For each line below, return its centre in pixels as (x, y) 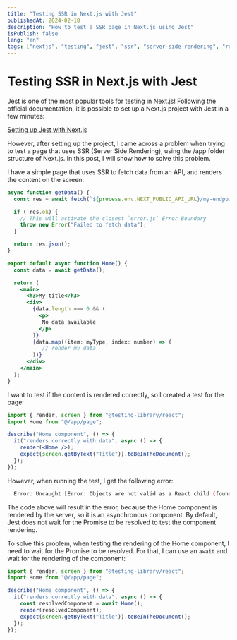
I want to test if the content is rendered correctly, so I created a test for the (116, 394)
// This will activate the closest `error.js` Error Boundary (113, 218)
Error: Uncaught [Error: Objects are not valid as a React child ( (115, 494)
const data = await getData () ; (60, 270)
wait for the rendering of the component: (66, 558)
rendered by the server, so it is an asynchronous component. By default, (112, 514)
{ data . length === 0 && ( (69, 309)
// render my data (69, 349)
